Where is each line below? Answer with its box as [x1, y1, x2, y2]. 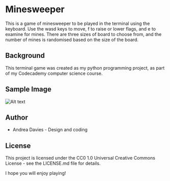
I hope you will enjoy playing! [5, 170, 66, 176]
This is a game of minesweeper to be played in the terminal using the [5, 20, 150, 26]
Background [5, 51, 45, 60]
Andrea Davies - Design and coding [12, 127, 88, 133]
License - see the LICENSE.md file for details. [5, 160, 101, 166]
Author [5, 113, 28, 122]
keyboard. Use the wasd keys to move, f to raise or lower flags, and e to [5, 25, 156, 32]
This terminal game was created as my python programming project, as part [5, 65, 165, 71]
